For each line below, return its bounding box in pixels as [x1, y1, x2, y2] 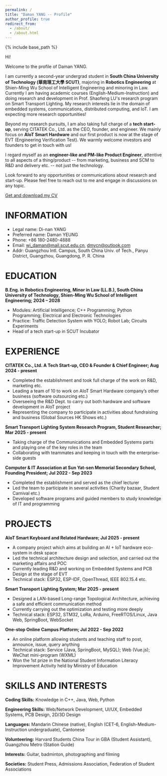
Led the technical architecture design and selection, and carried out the [12, 555, 159, 561]
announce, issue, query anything [12, 641, 80, 647]
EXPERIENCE [5, 346, 60, 357]
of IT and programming [12, 501, 60, 507]
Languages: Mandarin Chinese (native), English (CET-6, [5, 721, 120, 727]
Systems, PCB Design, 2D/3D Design [5, 712, 81, 718]
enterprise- [136, 450, 160, 456]
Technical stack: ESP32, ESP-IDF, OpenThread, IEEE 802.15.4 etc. [12, 576, 147, 582]
